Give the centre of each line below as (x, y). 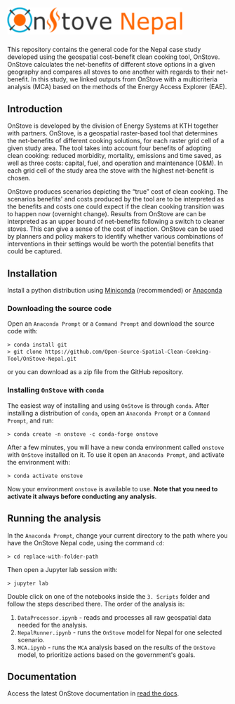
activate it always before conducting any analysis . (82, 496)
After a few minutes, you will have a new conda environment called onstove (116, 447)
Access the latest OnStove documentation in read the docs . (93, 693)
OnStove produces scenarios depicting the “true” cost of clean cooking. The (118, 192)
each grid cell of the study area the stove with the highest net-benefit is (111, 171)
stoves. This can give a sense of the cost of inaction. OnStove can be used (115, 229)
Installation (32, 273)
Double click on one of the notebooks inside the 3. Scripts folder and (109, 596)
